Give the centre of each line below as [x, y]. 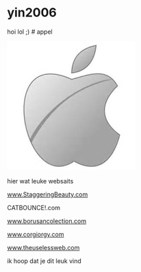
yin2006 [32, 13]
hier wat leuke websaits [40, 181]
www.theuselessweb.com [43, 247]
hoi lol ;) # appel [30, 32]
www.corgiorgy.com [36, 234]
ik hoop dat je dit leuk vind [44, 261]
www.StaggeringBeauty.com [48, 194]
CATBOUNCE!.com [34, 207]
